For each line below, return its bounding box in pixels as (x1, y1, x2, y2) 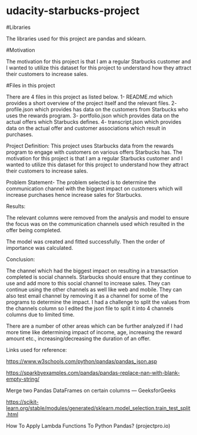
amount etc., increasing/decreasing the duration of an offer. (6, 335, 151, 342)
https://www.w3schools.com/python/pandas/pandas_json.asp (6, 358, 158, 365)
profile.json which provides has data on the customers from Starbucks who (6, 106, 189, 113)
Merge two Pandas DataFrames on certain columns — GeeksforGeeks (6, 387, 176, 394)
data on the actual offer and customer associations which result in (6, 124, 166, 131)
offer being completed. (6, 226, 62, 233)
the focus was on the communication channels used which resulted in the (6, 220, 185, 228)
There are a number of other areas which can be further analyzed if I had (6, 322, 183, 329)
